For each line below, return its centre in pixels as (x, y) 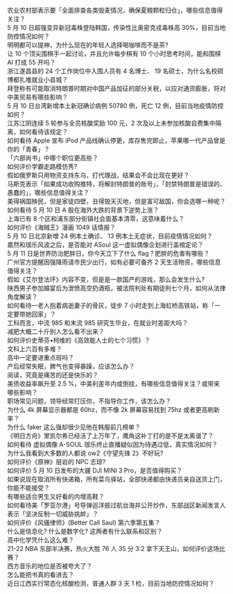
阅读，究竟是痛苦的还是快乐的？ (53, 375)
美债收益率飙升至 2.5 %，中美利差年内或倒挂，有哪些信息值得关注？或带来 (114, 383)
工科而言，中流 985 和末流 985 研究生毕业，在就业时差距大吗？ (98, 323)
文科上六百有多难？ (35, 349)
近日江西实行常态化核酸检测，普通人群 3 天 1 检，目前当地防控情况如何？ (111, 583)
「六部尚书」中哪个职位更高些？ (53, 158)
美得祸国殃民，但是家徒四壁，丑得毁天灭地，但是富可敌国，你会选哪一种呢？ (116, 201)
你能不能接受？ (28, 488)
